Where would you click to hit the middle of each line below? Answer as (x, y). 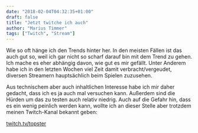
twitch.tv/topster (26, 124)
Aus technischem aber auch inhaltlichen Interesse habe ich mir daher (90, 87)
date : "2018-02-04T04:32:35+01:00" (50, 12)
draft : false (22, 17)
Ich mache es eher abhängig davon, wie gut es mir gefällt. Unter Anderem (96, 63)
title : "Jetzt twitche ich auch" (47, 22)
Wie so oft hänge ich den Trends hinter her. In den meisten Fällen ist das (94, 50)
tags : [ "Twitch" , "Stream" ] (41, 34)
